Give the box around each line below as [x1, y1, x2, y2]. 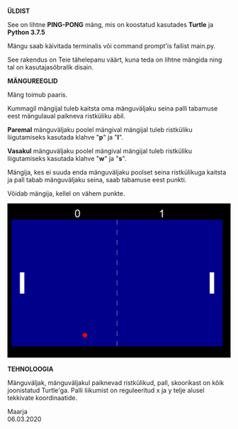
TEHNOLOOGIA [7, 365, 54, 374]
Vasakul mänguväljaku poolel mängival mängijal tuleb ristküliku [7, 147, 193, 155]
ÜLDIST [7, 7, 30, 15]
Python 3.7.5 [7, 28, 45, 36]
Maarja [7, 408, 28, 416]
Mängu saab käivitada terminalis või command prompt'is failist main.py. [7, 42, 216, 50]
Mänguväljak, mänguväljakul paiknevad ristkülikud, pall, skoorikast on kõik [7, 379, 225, 387]
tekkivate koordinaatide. [7, 394, 78, 402]
